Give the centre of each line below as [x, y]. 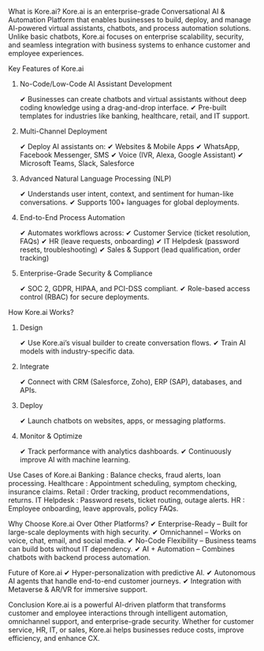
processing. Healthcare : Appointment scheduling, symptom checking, [123, 483]
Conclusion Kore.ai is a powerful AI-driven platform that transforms [117, 604]
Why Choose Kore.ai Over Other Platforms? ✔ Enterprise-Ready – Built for [128, 524]
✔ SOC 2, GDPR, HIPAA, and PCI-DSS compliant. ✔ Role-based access [135, 288]
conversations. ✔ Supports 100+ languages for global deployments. [130, 202]
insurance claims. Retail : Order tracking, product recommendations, [119, 492]
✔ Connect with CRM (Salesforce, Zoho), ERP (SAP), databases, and [130, 382]
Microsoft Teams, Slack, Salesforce [77, 163]
